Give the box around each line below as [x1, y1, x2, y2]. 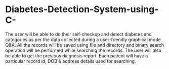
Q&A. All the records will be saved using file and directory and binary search [5, 42, 164, 48]
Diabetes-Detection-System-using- [5, 4, 159, 15]
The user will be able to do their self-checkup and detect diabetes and [5, 31, 152, 37]
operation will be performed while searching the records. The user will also [5, 47, 162, 53]
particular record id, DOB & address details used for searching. [5, 58, 136, 64]
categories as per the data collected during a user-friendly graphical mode [5, 37, 161, 43]
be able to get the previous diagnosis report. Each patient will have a [5, 52, 148, 59]
